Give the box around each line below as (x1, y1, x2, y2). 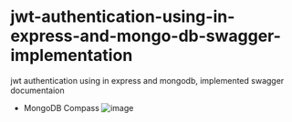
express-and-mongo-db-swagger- (10, 25, 282, 46)
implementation (10, 46, 133, 66)
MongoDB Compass (23, 102, 99, 113)
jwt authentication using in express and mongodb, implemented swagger (10, 75, 285, 86)
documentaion (10, 85, 65, 96)
